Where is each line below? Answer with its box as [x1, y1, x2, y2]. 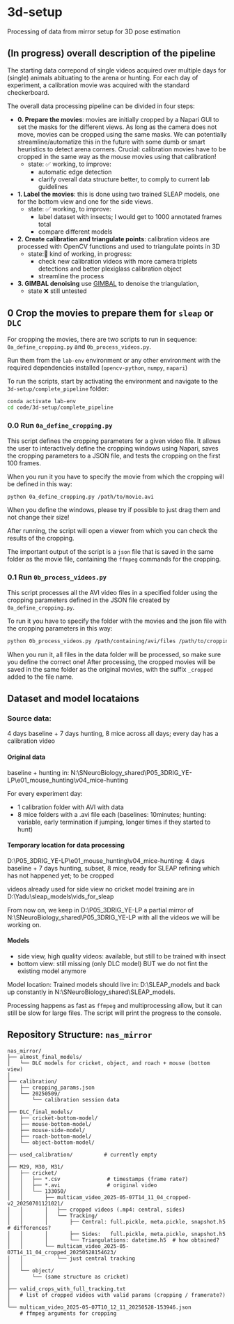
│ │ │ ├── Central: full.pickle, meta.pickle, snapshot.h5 [7, 1218, 226, 1225]
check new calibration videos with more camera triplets [38, 257, 198, 265]
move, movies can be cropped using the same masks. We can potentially [17, 130, 227, 138]
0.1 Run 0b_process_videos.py [7, 573, 107, 582]
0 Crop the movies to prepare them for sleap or [7, 308, 214, 319]
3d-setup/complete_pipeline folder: [7, 384, 109, 393]
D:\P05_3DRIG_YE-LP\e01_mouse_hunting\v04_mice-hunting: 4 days [7, 856, 205, 865]
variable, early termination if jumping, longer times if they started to [17, 818, 211, 826]
